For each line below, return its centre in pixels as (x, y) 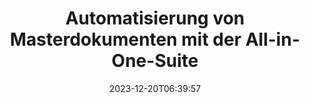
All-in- (272, 39)
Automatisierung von (155, 18)
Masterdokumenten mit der (126, 39)
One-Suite (155, 61)
